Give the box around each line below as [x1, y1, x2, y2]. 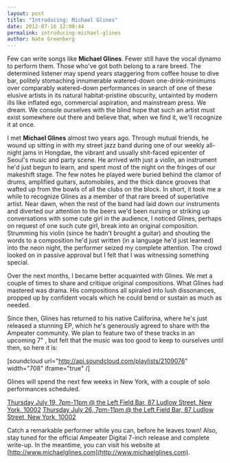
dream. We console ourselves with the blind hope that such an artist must [7, 106, 216, 114]
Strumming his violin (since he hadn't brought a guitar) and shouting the [7, 229, 211, 238]
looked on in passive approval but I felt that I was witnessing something [7, 251, 209, 259]
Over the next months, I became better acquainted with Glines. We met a [7, 271, 213, 280]
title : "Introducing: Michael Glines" [7, 17, 118, 23]
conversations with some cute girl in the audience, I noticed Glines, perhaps [7, 214, 222, 223]
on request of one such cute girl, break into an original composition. [7, 222, 199, 230]
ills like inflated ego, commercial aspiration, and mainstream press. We [7, 99, 207, 107]
